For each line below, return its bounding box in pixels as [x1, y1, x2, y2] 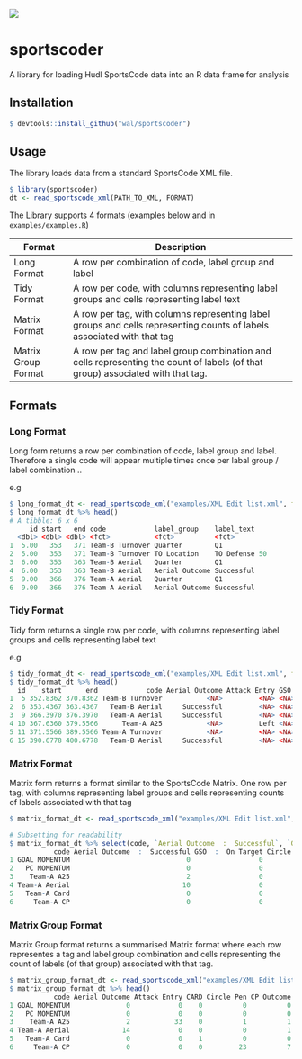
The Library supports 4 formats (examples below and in [9, 210, 216, 220]
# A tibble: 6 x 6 [9, 516, 78, 525]
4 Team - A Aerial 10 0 [9, 881, 263, 890]
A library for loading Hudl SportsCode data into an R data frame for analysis [9, 68, 289, 80]
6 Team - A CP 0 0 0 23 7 [9, 1043, 292, 1052]
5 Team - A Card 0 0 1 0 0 [9, 1035, 292, 1044]
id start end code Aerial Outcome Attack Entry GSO [17, 686, 292, 695]
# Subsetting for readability [9, 830, 123, 839]
